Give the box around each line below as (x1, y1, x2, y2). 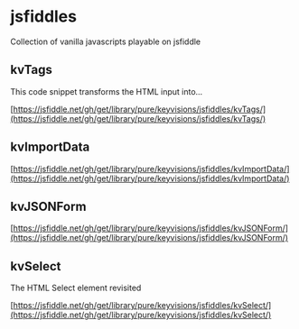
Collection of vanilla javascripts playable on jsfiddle (10, 36, 201, 47)
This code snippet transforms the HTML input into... (10, 86, 203, 96)
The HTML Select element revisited (10, 282, 142, 294)
